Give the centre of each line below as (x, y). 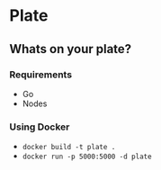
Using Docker (40, 127)
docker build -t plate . (69, 148)
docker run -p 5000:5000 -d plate (87, 157)
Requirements (41, 75)
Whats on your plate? (71, 49)
